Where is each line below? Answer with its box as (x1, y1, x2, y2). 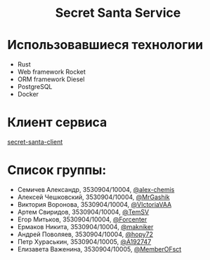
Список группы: (7, 163, 107, 178)
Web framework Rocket (17, 68, 86, 76)
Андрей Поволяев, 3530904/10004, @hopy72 (17, 230, 153, 238)
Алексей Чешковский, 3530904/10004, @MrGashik (17, 193, 170, 201)
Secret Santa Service (55, 5, 181, 21)
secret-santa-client (7, 138, 63, 146)
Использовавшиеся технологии (7, 37, 204, 53)
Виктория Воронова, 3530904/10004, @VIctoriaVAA (17, 200, 172, 208)
